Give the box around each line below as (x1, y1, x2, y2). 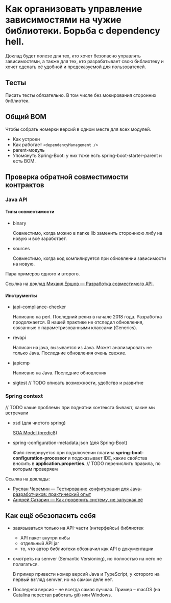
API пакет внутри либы (20, 535, 70, 541)
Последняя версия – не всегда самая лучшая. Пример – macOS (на (12, 587, 161, 593)
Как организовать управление (5, 3, 142, 15)
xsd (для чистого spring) (12, 419, 66, 426)
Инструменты (5, 292, 37, 298)
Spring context (5, 393, 43, 400)
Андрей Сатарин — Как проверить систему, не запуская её (12, 496, 143, 502)
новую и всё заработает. (12, 235, 67, 242)
